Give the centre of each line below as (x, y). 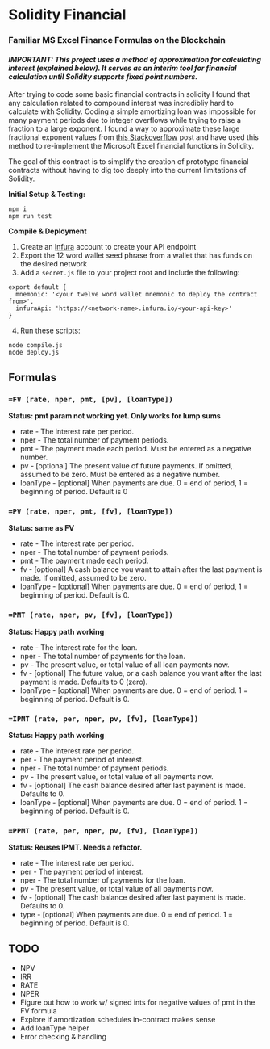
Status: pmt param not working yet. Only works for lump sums (115, 416)
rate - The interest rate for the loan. (79, 647)
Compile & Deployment (48, 231)
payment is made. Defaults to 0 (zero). (84, 682)
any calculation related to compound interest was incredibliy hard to (121, 103)
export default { (37, 287)
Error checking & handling (63, 1036)
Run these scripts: (50, 331)
